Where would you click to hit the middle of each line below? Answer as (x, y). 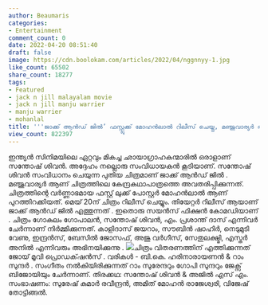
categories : (28, 23)
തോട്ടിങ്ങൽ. (28, 292)
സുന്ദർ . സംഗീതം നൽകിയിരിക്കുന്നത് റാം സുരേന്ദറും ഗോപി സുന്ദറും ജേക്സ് (125, 265)
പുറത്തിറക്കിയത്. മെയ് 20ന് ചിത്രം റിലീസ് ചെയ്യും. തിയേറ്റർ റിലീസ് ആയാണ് (133, 201)
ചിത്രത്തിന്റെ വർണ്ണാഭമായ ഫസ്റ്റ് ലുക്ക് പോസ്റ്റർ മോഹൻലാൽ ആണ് (118, 193)
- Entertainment (35, 30)
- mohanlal (26, 119)
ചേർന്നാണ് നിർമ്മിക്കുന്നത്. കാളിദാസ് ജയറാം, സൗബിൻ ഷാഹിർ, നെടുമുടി (129, 229)
